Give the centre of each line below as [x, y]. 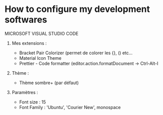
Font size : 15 [32, 102]
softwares [26, 20]
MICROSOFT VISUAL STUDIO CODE [42, 33]
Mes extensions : [29, 43]
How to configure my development [77, 9]
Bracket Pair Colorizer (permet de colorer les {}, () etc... [76, 53]
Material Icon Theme [40, 58]
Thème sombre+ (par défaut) [49, 83]
